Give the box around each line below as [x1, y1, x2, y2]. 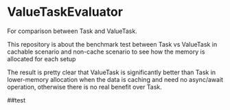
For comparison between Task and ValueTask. [7, 27, 137, 35]
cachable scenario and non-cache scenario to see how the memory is [7, 47, 205, 56]
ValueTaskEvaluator [7, 4, 124, 20]
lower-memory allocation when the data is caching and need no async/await [7, 75, 224, 83]
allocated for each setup [7, 54, 76, 63]
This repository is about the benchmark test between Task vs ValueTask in [7, 40, 218, 48]
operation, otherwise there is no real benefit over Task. [7, 82, 163, 91]
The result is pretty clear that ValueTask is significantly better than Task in [7, 68, 216, 76]
